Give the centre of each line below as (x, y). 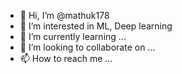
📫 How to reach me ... (66, 58)
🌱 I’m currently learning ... (73, 36)
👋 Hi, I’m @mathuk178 (64, 15)
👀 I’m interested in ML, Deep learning (96, 26)
